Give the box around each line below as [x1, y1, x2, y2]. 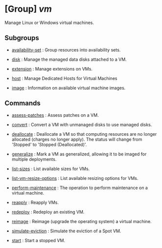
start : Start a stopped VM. [11, 237, 66, 243]
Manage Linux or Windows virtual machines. [4, 20, 94, 25]
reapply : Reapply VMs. [11, 199, 59, 205]
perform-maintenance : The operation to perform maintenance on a [11, 185, 148, 191]
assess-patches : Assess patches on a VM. [11, 112, 99, 118]
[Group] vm [4, 3, 52, 15]
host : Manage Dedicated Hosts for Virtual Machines [11, 75, 117, 81]
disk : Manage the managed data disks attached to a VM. [11, 56, 127, 62]
